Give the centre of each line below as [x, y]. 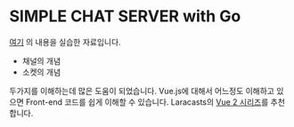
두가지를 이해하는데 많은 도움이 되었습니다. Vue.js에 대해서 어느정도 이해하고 [142, 91]
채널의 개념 [41, 60]
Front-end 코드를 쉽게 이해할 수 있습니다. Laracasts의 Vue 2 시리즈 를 [147, 102]
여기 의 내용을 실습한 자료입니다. [65, 42]
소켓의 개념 [41, 72]
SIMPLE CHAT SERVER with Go [125, 16]
